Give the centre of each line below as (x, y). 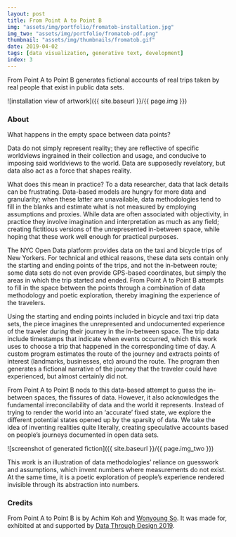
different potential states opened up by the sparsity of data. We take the (111, 420)
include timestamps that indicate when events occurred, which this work (112, 339)
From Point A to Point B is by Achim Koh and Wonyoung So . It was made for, (117, 518)
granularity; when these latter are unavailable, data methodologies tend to (114, 199)
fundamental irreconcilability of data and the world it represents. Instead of (116, 405)
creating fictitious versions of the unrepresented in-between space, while (113, 229)
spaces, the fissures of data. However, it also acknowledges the (126, 397)
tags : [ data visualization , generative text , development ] (96, 54)
